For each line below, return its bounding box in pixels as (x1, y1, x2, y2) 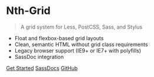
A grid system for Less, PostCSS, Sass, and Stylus (20, 23, 143, 30)
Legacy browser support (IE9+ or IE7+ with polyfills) (14, 47, 142, 54)
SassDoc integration (14, 53, 64, 60)
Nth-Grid (6, 4, 51, 17)
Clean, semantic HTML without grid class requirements (14, 41, 148, 48)
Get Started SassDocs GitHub (6, 64, 78, 71)
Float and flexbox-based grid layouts (14, 34, 104, 41)
